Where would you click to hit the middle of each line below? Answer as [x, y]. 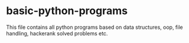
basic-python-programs [67, 11]
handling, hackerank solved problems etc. [57, 33]
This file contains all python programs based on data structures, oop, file [94, 27]
